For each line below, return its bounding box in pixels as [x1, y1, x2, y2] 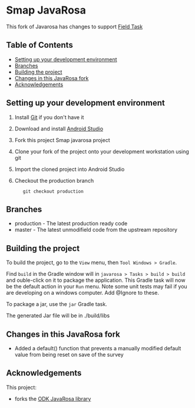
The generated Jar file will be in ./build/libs [6, 312, 110, 319]
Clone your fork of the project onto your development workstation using [14, 148, 190, 155]
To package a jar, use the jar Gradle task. [6, 301, 107, 308]
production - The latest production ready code [14, 220, 128, 227]
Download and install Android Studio [14, 125, 104, 132]
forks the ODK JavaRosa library [14, 395, 91, 402]
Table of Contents [6, 40, 74, 50]
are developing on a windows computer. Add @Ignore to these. [6, 289, 160, 297]
